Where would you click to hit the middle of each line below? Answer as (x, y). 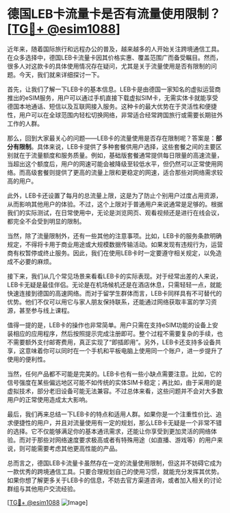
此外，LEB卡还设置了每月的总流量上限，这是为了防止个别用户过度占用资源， (115, 195)
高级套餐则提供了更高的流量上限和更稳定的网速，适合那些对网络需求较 (124, 172)
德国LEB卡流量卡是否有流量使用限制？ (114, 14)
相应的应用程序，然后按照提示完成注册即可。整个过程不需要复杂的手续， (115, 333)
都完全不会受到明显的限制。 (46, 221)
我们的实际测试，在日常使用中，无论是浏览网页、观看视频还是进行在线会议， (115, 213)
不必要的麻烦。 (34, 261)
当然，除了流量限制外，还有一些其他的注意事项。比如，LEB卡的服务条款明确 (115, 236)
